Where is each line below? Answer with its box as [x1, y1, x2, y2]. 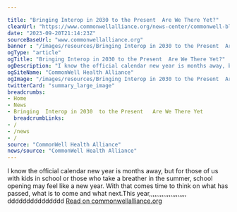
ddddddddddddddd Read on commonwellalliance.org [7, 197, 162, 205]
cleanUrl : [7, 23, 37, 30]
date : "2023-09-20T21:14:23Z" [7, 30, 97, 37]
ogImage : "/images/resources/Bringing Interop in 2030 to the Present [7, 75, 219, 82]
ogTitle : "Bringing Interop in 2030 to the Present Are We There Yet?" [7, 56, 226, 63]
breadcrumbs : [7, 89, 46, 96]
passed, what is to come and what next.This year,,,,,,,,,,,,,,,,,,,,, [7, 189, 187, 198]
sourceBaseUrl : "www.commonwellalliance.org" [7, 36, 143, 43]
